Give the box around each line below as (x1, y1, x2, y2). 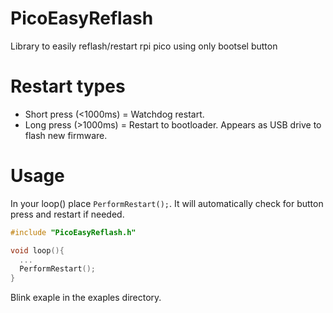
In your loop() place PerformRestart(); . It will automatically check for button (10, 197, 324, 209)
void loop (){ (10, 245, 65, 256)
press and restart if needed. (10, 208, 125, 220)
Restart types (10, 75, 126, 98)
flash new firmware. (24, 129, 108, 141)
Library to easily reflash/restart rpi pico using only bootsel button (10, 40, 278, 52)
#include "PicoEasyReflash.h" (10, 227, 137, 237)
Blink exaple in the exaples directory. (10, 292, 162, 304)
